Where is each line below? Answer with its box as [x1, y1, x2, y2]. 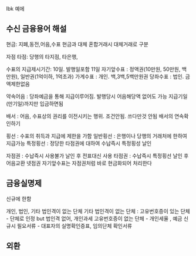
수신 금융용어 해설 [6, 24, 67, 34]
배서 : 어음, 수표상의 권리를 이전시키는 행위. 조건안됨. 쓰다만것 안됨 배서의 [6, 112, 173, 119]
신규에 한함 [6, 195, 32, 202]
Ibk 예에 [6, 5, 25, 12]
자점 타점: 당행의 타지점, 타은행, [6, 53, 78, 60]
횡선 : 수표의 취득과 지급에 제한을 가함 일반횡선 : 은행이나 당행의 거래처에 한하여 [6, 132, 188, 139]
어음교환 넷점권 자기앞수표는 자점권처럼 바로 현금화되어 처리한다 [6, 159, 153, 166]
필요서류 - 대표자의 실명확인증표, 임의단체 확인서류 [16, 222, 133, 229]
